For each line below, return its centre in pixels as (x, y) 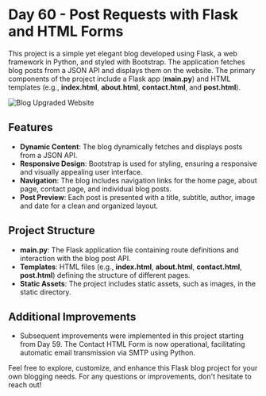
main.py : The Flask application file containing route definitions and (129, 250)
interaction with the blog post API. (75, 258)
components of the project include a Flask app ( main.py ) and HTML (120, 79)
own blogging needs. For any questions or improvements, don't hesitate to (130, 377)
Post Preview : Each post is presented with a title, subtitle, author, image (137, 197)
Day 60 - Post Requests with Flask (123, 15)
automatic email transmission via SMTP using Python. (108, 353)
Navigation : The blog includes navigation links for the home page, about (139, 180)
